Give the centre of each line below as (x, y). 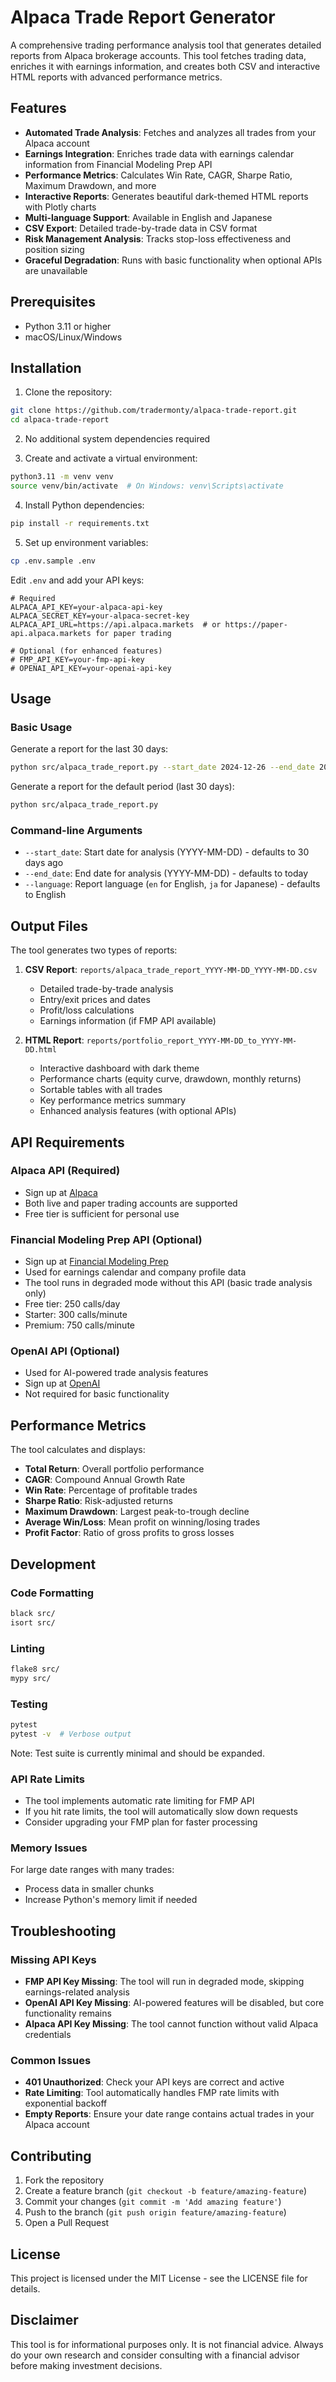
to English (45, 895)
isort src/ (33, 1622)
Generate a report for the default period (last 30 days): (122, 787)
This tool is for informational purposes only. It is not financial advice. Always (167, 2344)
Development (53, 1564)
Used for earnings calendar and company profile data (135, 1272)
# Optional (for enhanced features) (86, 651)
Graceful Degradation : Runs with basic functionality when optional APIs (173, 260)
